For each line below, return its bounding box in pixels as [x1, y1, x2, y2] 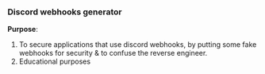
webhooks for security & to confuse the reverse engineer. [18, 49, 208, 58]
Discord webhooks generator [7, 6, 122, 18]
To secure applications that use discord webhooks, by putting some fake [18, 40, 257, 49]
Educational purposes [18, 56, 91, 66]
